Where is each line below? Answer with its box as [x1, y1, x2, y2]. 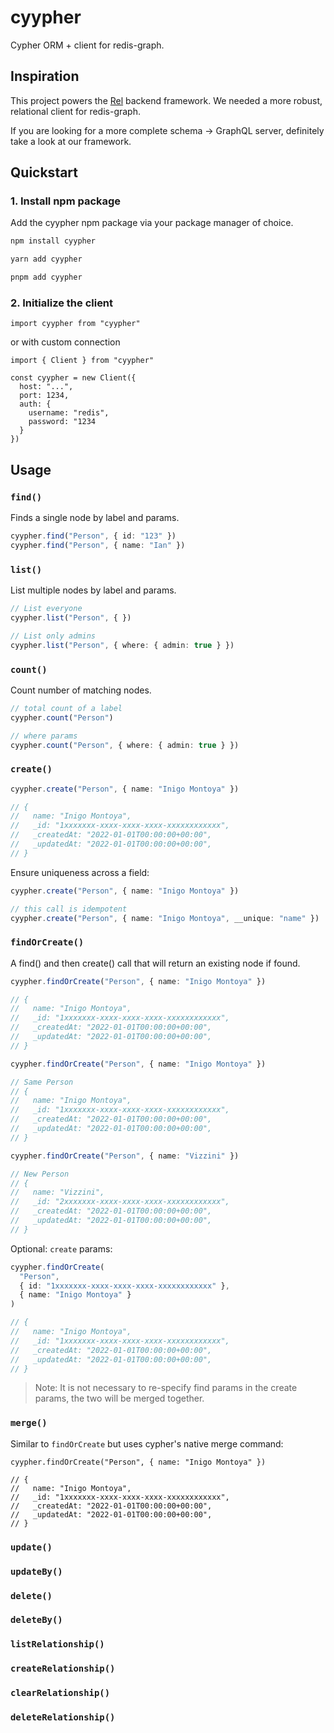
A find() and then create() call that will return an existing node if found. [10, 957, 301, 969]
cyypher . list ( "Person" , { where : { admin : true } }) [10, 640, 235, 650]
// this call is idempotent [10, 904, 128, 914]
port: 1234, [19, 391, 70, 401]
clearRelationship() [10, 1687, 111, 1699]
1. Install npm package [10, 194, 122, 208]
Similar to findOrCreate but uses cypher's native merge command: [10, 1437, 284, 1450]
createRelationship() [10, 1663, 116, 1675]
